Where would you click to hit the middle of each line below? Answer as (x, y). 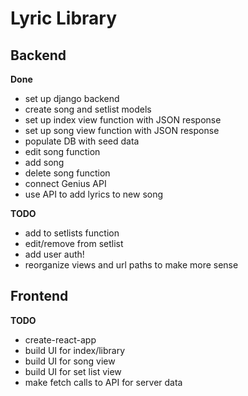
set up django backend (72, 98)
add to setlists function (72, 233)
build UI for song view (70, 361)
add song (44, 162)
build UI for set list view (73, 371)
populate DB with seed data (82, 141)
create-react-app (60, 339)
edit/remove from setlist (74, 243)
